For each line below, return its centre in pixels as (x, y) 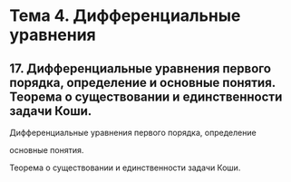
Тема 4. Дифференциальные (125, 16)
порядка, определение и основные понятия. (143, 82)
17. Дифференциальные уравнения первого (141, 68)
